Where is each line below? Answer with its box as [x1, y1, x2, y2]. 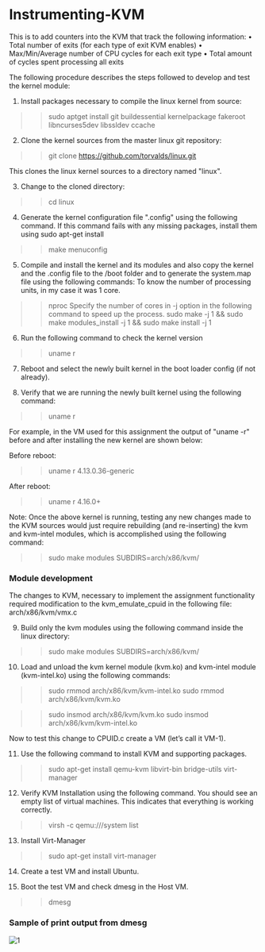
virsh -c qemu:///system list [48, 820, 139, 831]
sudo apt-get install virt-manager [48, 851, 157, 861]
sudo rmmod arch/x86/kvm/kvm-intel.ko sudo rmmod [48, 686, 225, 696]
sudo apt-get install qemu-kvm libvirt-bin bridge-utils [48, 765, 222, 774]
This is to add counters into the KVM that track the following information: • [9, 32, 252, 41]
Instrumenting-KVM [9, 6, 145, 24]
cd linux [48, 197, 75, 206]
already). [20, 372, 50, 382]
